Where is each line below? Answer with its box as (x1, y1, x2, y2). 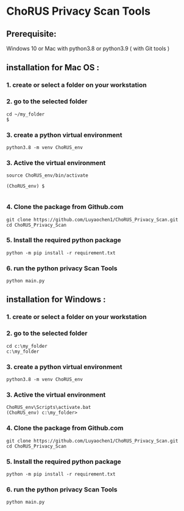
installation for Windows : (6, 295, 106, 305)
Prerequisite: (6, 29, 57, 39)
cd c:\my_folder (6, 343, 48, 349)
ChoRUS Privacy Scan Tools (6, 4, 151, 18)
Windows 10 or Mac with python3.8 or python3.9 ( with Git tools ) (6, 45, 170, 52)
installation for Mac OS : (6, 62, 99, 73)
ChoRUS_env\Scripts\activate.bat (6, 405, 91, 411)
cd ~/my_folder (6, 111, 45, 117)
